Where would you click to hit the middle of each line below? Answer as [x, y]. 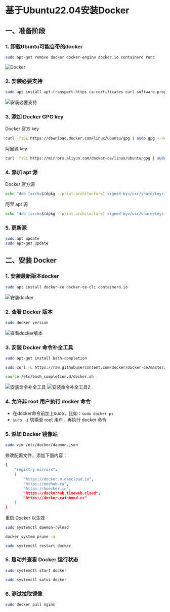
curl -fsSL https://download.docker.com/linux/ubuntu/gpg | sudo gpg [80, 138]
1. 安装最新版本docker [32, 276]
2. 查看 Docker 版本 [29, 312]
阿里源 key [16, 149]
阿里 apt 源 [16, 204]
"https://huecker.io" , [47, 489]
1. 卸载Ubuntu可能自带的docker [44, 46]
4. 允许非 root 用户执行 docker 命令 [48, 401]
